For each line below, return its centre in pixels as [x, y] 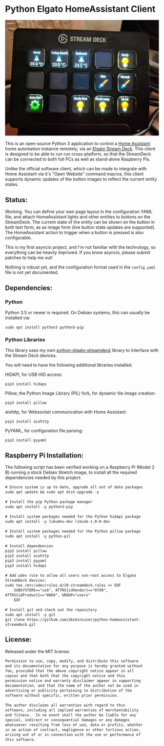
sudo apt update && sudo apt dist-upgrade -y [52, 492]
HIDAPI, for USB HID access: [34, 374]
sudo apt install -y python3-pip [39, 506]
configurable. [19, 238]
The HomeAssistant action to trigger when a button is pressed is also [74, 233]
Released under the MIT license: [38, 651]
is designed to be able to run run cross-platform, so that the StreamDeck [78, 154]
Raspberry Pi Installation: [44, 455]
